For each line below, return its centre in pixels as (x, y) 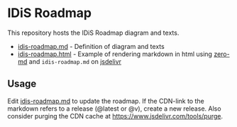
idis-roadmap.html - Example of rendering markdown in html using (115, 54)
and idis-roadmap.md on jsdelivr (75, 61)
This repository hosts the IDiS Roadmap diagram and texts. (93, 33)
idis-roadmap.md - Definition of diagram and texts (91, 46)
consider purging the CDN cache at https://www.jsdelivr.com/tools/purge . (115, 116)
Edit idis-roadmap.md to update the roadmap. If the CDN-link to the (106, 101)
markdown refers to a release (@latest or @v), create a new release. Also (114, 109)
